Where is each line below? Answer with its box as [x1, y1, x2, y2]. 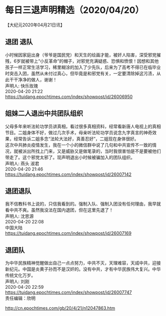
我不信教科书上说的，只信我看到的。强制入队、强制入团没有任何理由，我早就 [5, 201, 161, 207]
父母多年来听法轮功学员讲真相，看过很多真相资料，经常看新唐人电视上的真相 [5, 123, 161, 129]
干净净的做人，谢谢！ [13, 76, 57, 82]
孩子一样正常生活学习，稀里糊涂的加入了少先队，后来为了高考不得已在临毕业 [5, 64, 161, 70]
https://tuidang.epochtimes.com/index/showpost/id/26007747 [5, 289, 132, 295]
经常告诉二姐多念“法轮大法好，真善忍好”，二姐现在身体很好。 [13, 136, 139, 142]
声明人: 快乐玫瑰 [5, 83, 38, 89]
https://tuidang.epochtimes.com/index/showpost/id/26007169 [5, 230, 132, 236]
